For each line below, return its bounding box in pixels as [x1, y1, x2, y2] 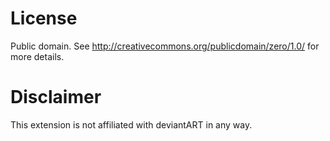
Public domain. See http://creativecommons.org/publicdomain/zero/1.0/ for [10, 40, 320, 52]
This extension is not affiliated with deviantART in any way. [10, 118, 253, 131]
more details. [10, 50, 65, 62]
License [10, 7, 78, 30]
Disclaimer [10, 86, 102, 109]
